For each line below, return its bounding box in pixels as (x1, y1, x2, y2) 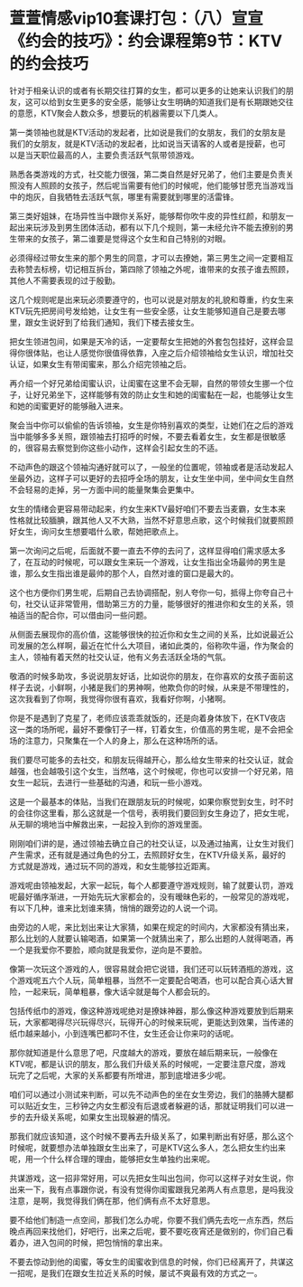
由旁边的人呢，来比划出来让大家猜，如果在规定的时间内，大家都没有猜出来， (9, 922, 294, 932)
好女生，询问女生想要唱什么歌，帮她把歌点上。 (9, 525, 183, 536)
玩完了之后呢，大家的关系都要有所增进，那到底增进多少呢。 (9, 1069, 231, 1081)
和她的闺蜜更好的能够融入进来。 (9, 400, 128, 412)
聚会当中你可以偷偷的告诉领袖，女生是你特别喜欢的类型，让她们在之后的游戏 (9, 420, 294, 431)
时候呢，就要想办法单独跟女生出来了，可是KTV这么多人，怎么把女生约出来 (9, 1141, 287, 1153)
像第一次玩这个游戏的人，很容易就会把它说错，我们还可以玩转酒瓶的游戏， (9, 963, 286, 974)
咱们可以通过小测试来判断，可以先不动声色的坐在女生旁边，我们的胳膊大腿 (9, 1089, 286, 1100)
